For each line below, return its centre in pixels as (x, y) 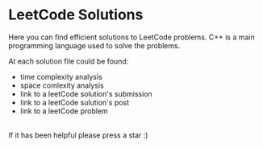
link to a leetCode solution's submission (86, 93)
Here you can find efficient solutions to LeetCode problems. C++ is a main (132, 37)
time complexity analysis (61, 76)
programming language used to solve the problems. (94, 45)
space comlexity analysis (62, 85)
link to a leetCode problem (64, 111)
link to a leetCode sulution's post (75, 102)
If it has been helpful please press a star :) (78, 135)
